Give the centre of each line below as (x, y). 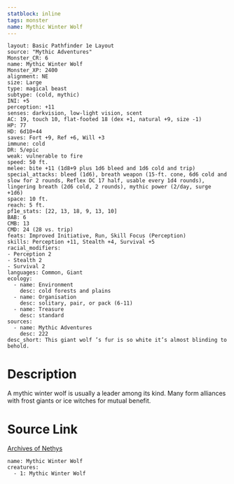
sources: (20, 322)
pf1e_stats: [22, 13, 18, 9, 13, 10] (62, 212)
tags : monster (28, 20)
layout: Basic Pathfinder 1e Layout (61, 46)
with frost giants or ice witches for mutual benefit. (79, 401)
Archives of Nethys (35, 448)
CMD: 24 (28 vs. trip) (40, 230)
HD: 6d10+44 (25, 132)
